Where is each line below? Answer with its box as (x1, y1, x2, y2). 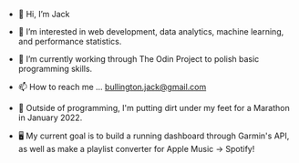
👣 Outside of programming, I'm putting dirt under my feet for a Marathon (17, 103, 290, 113)
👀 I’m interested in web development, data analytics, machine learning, (17, 26, 284, 36)
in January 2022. (17, 112, 83, 123)
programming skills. (17, 64, 93, 74)
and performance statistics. (17, 36, 122, 46)
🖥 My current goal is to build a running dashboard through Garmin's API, (17, 130, 290, 141)
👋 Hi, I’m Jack (17, 9, 70, 19)
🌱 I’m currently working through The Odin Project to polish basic (17, 54, 260, 64)
